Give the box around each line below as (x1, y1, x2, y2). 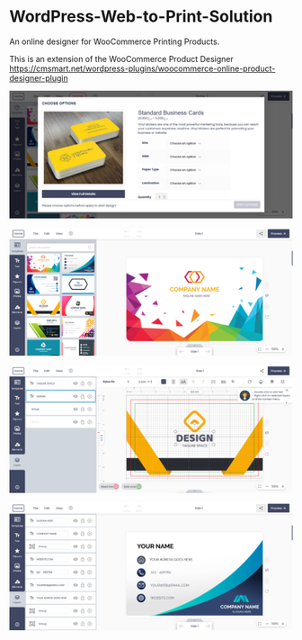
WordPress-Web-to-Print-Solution (9, 6, 273, 27)
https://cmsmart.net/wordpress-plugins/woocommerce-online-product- (9, 63, 276, 74)
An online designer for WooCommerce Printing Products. (9, 36, 220, 47)
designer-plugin (9, 72, 69, 83)
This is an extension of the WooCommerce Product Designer (9, 53, 234, 64)
